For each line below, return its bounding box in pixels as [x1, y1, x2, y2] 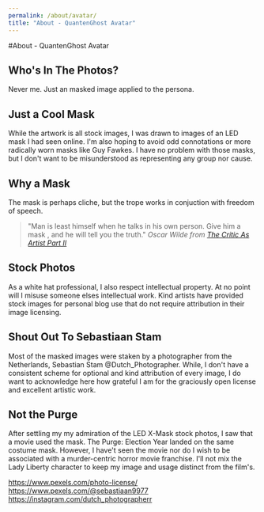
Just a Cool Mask [8, 108, 95, 121]
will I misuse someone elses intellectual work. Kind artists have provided [8, 290, 243, 300]
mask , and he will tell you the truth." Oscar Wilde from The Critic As [27, 229, 250, 239]
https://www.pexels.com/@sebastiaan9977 [8, 486, 149, 495]
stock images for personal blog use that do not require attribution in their [8, 298, 245, 309]
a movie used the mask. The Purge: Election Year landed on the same [8, 437, 235, 447]
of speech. [8, 206, 43, 215]
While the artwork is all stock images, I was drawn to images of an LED [8, 128, 239, 138]
